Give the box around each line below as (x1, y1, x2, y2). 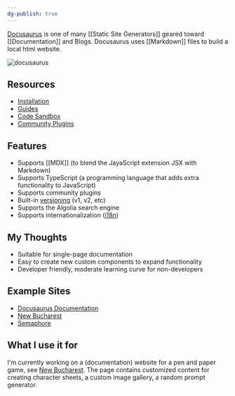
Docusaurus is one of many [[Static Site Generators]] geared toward (7, 30, 205, 38)
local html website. (7, 44, 62, 53)
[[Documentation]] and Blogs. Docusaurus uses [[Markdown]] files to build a (7, 37, 229, 46)
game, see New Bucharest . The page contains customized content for (7, 365, 210, 373)
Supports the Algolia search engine (17, 203, 120, 212)
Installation (17, 97, 50, 106)
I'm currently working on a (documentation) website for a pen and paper (7, 358, 216, 366)
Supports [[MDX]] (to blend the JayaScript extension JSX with (17, 159, 198, 167)
